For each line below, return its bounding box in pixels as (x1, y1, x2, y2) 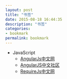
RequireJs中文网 (20, 68, 55, 74)
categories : (5, 26, 30, 31)
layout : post (5, 7, 33, 13)
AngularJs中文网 (20, 55, 55, 61)
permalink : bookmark (5, 36, 49, 41)
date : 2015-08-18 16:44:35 (5, 17, 62, 22)
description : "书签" (5, 21, 47, 27)
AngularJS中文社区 (20, 62, 60, 68)
